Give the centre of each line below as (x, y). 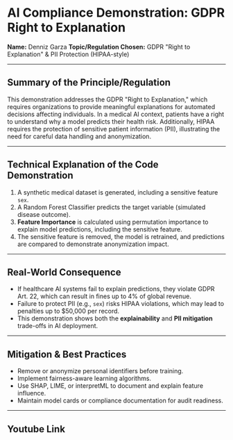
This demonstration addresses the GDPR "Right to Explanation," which (107, 99)
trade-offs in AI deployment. (58, 326)
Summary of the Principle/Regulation (89, 82)
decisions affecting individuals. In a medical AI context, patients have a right (116, 114)
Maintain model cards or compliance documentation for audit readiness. (120, 400)
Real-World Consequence (64, 272)
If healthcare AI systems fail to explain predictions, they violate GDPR (116, 289)
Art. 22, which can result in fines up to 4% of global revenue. (104, 296)
